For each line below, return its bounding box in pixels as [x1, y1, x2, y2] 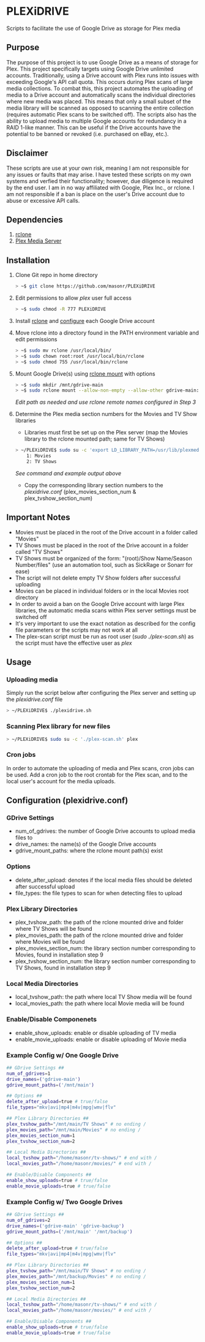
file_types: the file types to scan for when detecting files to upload [15, 889, 182, 897]
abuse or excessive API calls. [6, 197, 80, 204]
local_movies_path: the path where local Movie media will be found [15, 1000, 185, 1007]
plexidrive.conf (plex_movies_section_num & [24, 488, 136, 495]
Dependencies [6, 214, 63, 225]
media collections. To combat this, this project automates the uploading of [6, 85, 193, 92]
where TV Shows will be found [15, 925, 93, 933]
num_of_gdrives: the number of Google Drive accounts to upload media [15, 827, 196, 835]
